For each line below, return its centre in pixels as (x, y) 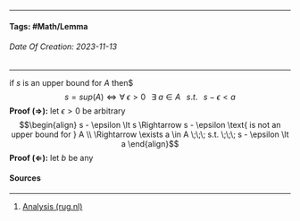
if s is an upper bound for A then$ (71, 82)
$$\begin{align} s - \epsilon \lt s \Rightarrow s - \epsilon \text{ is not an (150, 124)
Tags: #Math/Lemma (49, 26)
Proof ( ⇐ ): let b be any (51, 157)
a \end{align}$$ (150, 143)
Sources (25, 178)
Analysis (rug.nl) (52, 206)
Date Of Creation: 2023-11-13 (63, 47)
